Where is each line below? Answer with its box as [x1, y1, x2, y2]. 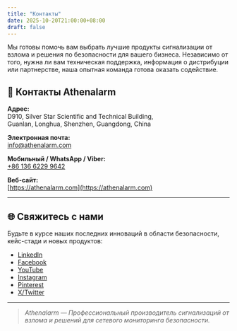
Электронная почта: [7, 134, 71, 142]
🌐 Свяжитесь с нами [7, 210, 104, 223]
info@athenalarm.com [7, 141, 72, 149]
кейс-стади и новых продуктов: [7, 237, 103, 245]
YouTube [17, 266, 44, 274]
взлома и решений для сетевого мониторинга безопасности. [24, 316, 210, 324]
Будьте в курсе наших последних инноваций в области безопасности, [7, 229, 220, 238]
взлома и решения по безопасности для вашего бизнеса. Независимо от [7, 50, 229, 59]
